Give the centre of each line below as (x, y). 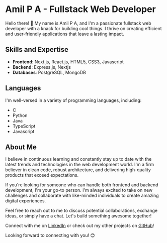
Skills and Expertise (37, 49)
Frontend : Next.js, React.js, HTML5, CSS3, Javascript (68, 62)
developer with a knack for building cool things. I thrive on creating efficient (83, 28)
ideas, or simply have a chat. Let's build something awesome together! (78, 216)
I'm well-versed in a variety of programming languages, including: (73, 100)
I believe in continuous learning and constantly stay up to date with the (78, 159)
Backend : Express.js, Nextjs (42, 67)
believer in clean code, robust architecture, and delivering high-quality (78, 170)
